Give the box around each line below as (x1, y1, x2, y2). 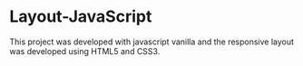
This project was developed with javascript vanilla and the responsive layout (9, 36, 295, 47)
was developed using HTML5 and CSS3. (9, 45, 161, 56)
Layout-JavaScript (9, 6, 152, 27)
